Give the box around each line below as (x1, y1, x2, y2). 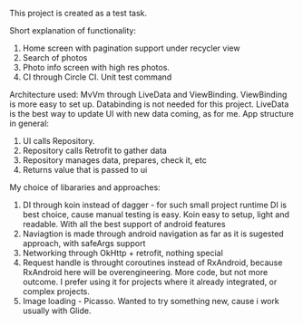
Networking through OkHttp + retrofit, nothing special (22, 248, 224, 258)
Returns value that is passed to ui (22, 165, 148, 175)
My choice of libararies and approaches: (9, 182, 161, 193)
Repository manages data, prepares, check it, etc (22, 155, 207, 166)
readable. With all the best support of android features (22, 219, 226, 229)
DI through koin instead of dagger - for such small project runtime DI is (22, 199, 288, 210)
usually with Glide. (22, 305, 92, 316)
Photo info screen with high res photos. (22, 62, 171, 72)
